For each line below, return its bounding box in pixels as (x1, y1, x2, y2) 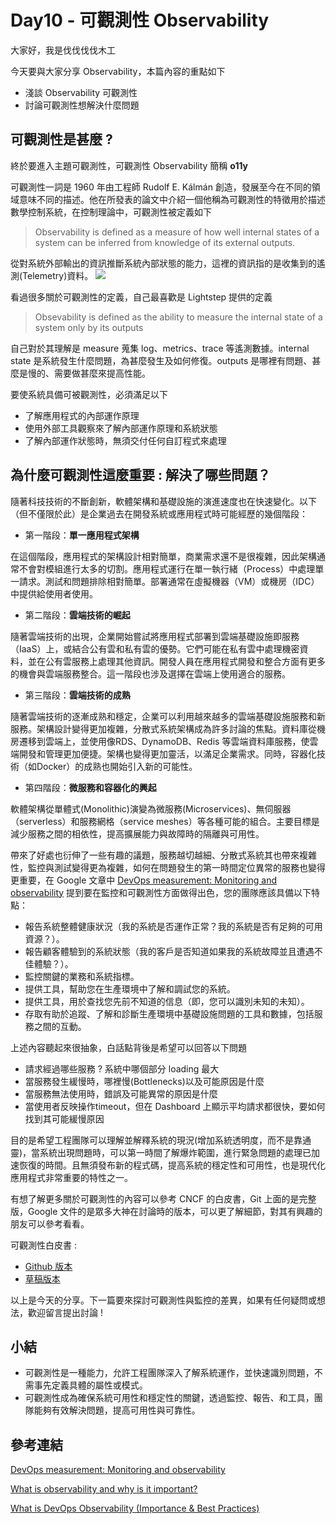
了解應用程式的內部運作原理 (24, 409, 140, 421)
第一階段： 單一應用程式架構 (24, 529, 140, 541)
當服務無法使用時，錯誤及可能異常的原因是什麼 (24, 1087, 218, 1100)
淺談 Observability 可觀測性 (24, 86, 138, 98)
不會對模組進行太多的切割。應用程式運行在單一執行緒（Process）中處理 (18, 562, 316, 575)
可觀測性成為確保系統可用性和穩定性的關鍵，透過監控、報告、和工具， (24, 1392, 315, 1404)
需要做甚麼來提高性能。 (53, 367, 151, 379)
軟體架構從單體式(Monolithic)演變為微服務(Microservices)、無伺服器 (10, 802, 292, 815)
